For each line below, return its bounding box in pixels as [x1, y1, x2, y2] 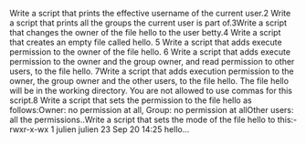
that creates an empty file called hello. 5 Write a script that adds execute [9, 36, 282, 47]
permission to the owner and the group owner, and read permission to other [9, 57, 295, 67]
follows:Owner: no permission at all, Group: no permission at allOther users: [9, 105, 294, 115]
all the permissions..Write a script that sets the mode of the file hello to [9, 114, 276, 125]
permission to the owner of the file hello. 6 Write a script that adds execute [9, 46, 290, 57]
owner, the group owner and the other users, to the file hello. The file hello [9, 76, 290, 86]
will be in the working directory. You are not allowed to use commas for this [9, 86, 293, 96]
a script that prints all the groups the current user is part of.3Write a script [9, 17, 288, 28]
